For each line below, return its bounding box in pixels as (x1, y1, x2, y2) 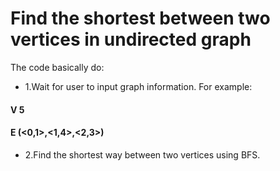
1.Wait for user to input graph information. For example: (24, 80, 253, 92)
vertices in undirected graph (10, 28, 252, 51)
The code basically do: (10, 61, 105, 73)
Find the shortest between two (10, 7, 271, 30)
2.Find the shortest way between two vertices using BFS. (24, 148, 261, 161)
